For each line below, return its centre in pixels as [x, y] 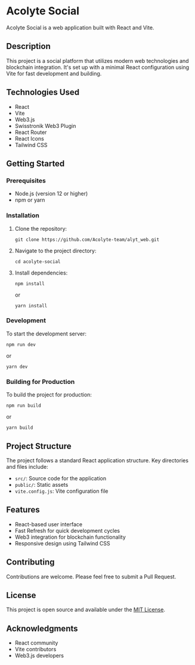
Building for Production [41, 382]
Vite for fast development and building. [54, 74]
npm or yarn [30, 200]
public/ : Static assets [41, 484]
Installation [23, 215]
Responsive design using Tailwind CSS [62, 543]
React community [36, 643]
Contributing [30, 562]
